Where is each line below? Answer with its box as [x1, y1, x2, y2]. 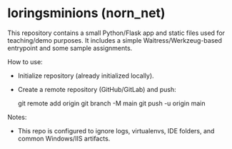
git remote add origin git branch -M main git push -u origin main [17, 98, 206, 108]
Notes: [7, 113, 27, 121]
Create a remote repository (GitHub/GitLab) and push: [17, 85, 176, 93]
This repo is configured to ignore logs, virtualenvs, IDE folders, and [17, 126, 215, 135]
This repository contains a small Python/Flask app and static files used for [7, 29, 226, 37]
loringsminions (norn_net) [7, 5, 166, 21]
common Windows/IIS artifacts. [17, 134, 111, 143]
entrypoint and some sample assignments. [7, 43, 133, 52]
